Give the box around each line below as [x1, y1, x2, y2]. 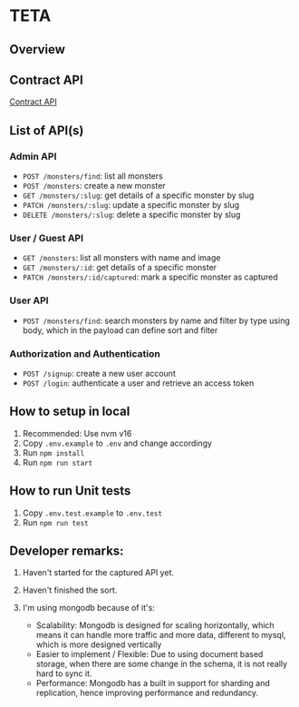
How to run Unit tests [9, 483, 131, 499]
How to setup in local [9, 404, 130, 419]
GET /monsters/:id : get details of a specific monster [22, 262, 217, 273]
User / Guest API [9, 232, 84, 244]
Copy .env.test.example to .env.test [22, 507, 163, 518]
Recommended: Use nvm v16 [22, 427, 132, 438]
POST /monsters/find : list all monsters [22, 171, 163, 182]
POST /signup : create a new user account [22, 368, 177, 378]
